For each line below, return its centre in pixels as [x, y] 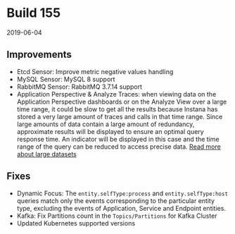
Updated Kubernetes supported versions [76, 223]
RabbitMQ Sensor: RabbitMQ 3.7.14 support [79, 87]
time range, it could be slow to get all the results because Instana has [117, 109]
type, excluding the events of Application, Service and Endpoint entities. [121, 208]
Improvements [39, 55]
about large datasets [46, 154]
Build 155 [34, 13]
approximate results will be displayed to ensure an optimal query [110, 131]
